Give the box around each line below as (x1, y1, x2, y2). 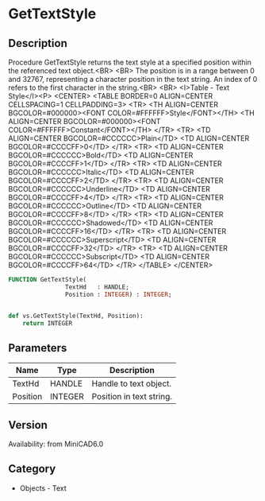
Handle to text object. (91, 379, 172, 390)
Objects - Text (19, 483, 67, 493)
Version (8, 418, 48, 432)
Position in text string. (91, 391, 173, 402)
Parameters (8, 341, 67, 355)
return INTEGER (22, 319, 73, 327)
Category (8, 462, 56, 476)
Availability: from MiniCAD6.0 (8, 439, 104, 449)
